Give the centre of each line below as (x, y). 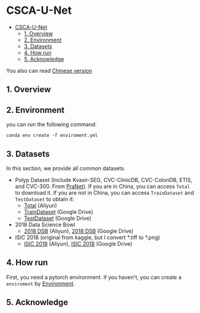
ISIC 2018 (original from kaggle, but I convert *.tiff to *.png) (87, 237)
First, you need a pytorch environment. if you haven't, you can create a (94, 277)
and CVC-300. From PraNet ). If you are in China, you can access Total (102, 186)
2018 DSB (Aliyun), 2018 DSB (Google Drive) (79, 231)
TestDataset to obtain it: (44, 199)
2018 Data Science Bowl (45, 224)
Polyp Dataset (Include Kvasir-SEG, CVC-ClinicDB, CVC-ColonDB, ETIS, (104, 180)
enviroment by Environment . (41, 284)
